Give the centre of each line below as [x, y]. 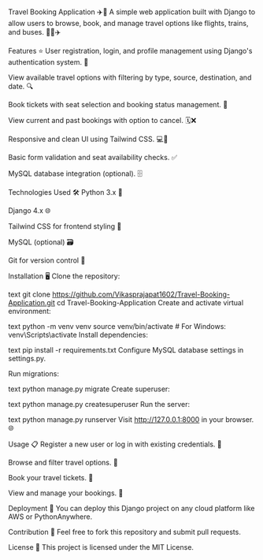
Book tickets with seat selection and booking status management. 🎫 [118, 105]
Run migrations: [33, 373]
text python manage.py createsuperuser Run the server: [99, 404]
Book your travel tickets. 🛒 [51, 478]
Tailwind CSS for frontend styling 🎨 [65, 226]
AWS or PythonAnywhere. [50, 517]
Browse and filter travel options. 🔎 [63, 462]
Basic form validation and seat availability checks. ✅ [93, 157]
